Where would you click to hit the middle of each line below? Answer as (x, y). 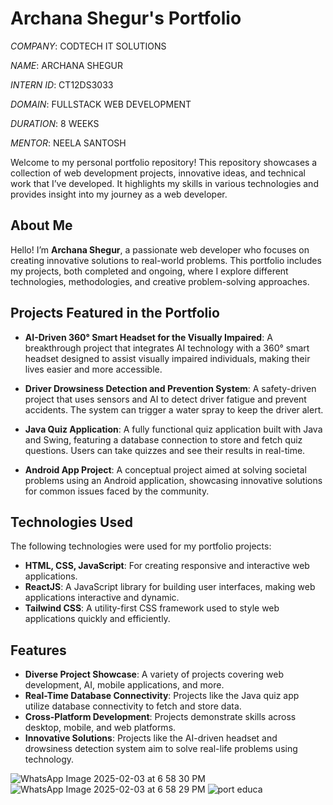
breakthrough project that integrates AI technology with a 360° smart (167, 348)
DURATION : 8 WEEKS (55, 123)
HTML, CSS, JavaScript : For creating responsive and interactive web (167, 566)
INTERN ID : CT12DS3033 (62, 84)
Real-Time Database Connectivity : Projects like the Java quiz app (162, 696)
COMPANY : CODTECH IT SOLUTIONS (88, 46)
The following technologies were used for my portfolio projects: (141, 546)
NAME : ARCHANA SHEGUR (67, 65)
